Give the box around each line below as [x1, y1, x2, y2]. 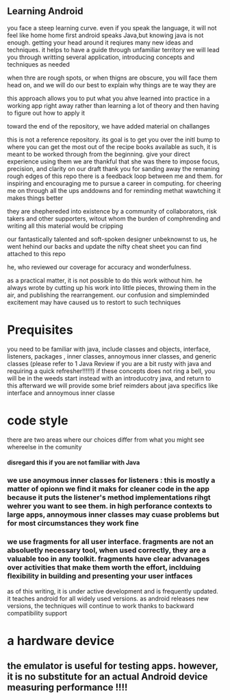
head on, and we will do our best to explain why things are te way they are [7, 80, 217, 89]
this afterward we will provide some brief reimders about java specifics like [7, 381, 218, 389]
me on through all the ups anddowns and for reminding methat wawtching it [7, 186, 221, 194]
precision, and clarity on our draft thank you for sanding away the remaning [7, 164, 220, 172]
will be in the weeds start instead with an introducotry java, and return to [7, 374, 212, 382]
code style [7, 412, 68, 428]
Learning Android [7, 5, 84, 17]
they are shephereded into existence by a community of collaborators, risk [7, 207, 217, 215]
